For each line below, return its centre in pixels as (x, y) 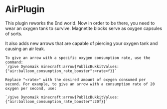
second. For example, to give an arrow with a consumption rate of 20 (80, 84)
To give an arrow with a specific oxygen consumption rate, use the (78, 58)
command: (14, 62)
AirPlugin (25, 9)
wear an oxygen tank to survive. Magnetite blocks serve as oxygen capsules (84, 28)
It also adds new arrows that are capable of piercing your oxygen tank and (82, 43)
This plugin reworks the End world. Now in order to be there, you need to (80, 23)
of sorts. (14, 33)
